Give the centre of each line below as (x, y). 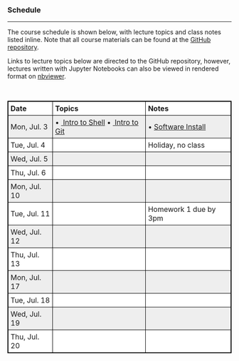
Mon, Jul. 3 (29, 127)
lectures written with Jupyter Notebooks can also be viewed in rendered (113, 68)
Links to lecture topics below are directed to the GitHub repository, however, (119, 61)
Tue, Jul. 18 (30, 300)
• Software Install (177, 127)
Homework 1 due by (182, 210)
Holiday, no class (176, 146)
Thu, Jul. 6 (28, 173)
